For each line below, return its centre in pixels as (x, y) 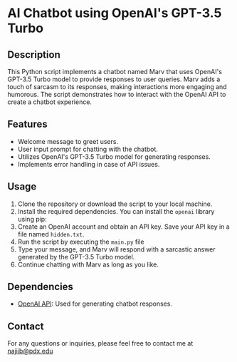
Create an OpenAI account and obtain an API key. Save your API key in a (123, 227)
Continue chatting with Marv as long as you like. (88, 264)
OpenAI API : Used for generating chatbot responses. (95, 304)
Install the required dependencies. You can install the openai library (116, 211)
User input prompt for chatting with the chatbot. (88, 149)
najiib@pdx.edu (30, 351)
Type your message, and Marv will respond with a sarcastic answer (116, 249)
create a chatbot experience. (50, 102)
